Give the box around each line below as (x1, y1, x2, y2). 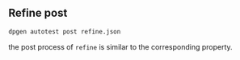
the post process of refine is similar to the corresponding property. (8, 42, 233, 51)
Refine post (8, 6, 68, 20)
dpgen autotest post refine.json (8, 27, 121, 35)
